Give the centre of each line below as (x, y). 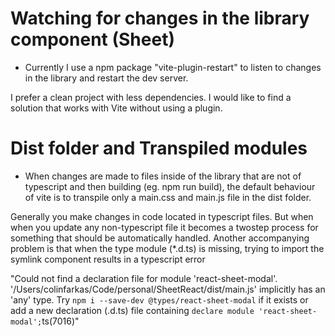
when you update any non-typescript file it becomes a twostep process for (164, 227)
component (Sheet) (92, 39)
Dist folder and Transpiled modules (159, 148)
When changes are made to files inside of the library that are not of (163, 176)
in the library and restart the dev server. (106, 78)
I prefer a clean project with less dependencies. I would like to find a (151, 97)
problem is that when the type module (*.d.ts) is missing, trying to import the (167, 248)
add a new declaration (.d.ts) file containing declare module (132, 310)
